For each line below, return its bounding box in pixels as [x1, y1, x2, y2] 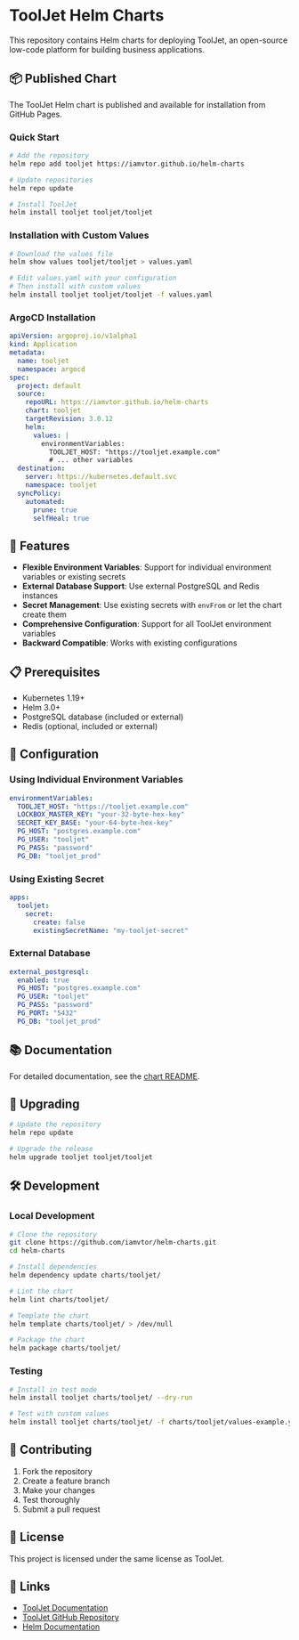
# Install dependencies [9, 1262, 98, 1271]
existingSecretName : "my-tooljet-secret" [32, 926, 190, 935]
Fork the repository [21, 1465, 93, 1476]
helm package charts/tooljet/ [9, 1344, 122, 1353]
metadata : [9, 348, 46, 357]
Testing [9, 1365, 43, 1377]
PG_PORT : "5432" [17, 1009, 77, 1018]
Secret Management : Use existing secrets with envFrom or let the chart [21, 600, 282, 611]
